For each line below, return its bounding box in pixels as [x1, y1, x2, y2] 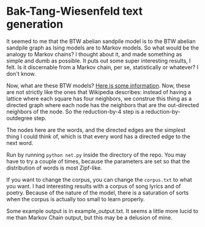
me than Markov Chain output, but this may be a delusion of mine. [6, 214, 173, 221]
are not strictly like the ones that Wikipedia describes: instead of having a [6, 88, 192, 95]
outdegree [6, 114, 32, 122]
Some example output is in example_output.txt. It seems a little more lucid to [6, 207, 199, 215]
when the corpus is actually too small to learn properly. [6, 195, 145, 203]
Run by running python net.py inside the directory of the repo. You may [6, 151, 187, 158]
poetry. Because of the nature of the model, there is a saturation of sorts [6, 188, 189, 196]
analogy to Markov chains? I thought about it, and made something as [6, 50, 182, 58]
